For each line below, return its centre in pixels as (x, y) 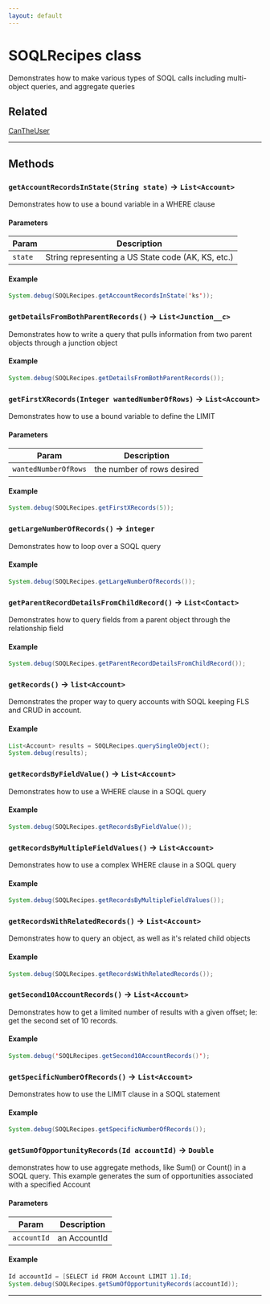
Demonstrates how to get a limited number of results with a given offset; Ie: (133, 1012)
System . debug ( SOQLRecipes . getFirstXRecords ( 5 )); (91, 508)
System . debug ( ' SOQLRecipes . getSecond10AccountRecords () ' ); (109, 1056)
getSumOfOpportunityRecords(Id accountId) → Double (111, 1150)
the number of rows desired (147, 470)
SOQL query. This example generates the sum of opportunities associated (131, 1176)
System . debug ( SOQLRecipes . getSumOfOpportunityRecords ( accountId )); (124, 1284)
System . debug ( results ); (48, 753)
